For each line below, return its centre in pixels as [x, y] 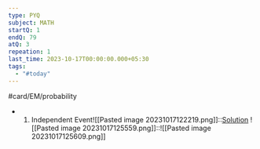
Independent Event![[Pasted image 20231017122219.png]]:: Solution [140, 119]
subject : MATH [31, 23]
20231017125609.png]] [68, 136]
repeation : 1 [29, 52]
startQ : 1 [24, 30]
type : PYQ [24, 15]
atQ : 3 [19, 45]
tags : [17, 67]
